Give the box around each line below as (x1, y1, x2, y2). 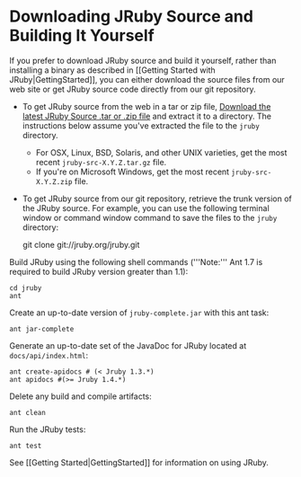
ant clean (9, 408, 47, 417)
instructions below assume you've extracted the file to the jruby (22, 119, 261, 131)
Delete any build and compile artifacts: (9, 391, 152, 402)
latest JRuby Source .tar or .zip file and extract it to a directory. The (22, 110, 272, 121)
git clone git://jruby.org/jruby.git (22, 239, 140, 250)
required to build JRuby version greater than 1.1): (9, 266, 189, 277)
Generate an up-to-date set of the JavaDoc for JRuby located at (9, 340, 247, 351)
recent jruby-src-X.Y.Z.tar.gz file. (35, 156, 167, 167)
